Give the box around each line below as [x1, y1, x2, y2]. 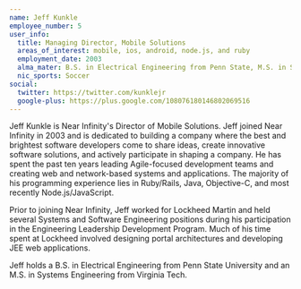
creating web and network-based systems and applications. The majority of [9, 168, 289, 179]
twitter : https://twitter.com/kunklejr [17, 88, 167, 97]
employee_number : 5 [9, 21, 82, 30]
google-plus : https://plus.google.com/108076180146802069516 [17, 96, 251, 106]
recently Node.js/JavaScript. [9, 187, 115, 198]
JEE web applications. [9, 242, 91, 253]
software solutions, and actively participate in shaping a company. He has [9, 149, 282, 160]
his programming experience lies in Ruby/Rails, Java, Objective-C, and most [9, 178, 289, 189]
